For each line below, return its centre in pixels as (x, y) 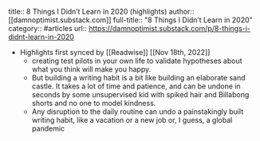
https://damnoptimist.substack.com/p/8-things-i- (170, 28)
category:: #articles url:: (48, 28)
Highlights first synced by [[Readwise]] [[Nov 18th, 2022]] (115, 52)
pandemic (48, 128)
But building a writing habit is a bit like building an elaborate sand (138, 78)
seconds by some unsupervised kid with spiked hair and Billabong (140, 94)
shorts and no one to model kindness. (94, 103)
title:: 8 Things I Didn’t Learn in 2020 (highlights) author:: (101, 12)
